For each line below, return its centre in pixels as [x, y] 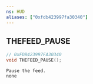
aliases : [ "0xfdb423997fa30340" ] [47, 17]
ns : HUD [16, 12]
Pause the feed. [26, 71]
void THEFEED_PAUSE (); [34, 60]
